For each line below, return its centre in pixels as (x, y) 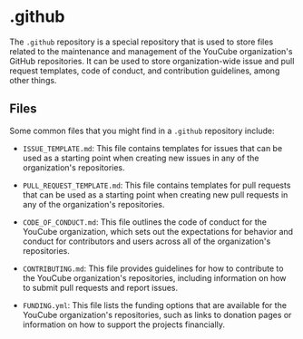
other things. (33, 80)
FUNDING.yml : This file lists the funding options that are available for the (155, 305)
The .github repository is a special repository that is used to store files (142, 42)
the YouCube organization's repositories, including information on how (155, 277)
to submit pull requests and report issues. (100, 287)
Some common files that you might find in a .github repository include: (142, 131)
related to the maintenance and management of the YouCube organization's (151, 51)
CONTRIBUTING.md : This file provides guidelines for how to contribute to (153, 268)
